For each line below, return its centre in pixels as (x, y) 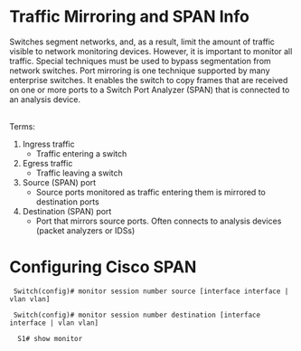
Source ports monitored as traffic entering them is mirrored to (151, 192)
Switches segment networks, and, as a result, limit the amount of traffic (142, 42)
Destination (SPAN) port (67, 211)
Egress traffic (47, 163)
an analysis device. (45, 99)
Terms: (23, 126)
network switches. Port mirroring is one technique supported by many (140, 71)
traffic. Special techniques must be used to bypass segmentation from (140, 61)
